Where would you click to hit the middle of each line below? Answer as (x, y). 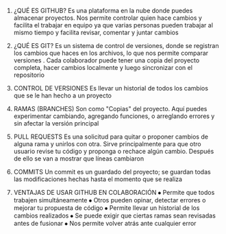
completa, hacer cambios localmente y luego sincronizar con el (103, 68)
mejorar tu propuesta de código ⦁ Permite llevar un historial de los (106, 208)
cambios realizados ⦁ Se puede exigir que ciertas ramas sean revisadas (114, 215)
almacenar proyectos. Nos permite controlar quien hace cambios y (108, 18)
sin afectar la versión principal (56, 123)
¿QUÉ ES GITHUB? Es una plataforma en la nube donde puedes (103, 11)
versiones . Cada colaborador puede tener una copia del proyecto (106, 60)
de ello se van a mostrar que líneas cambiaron (79, 159)
